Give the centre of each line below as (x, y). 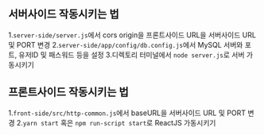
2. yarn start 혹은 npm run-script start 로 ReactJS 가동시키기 (116, 122)
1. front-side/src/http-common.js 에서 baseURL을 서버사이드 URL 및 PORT (127, 113)
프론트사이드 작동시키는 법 (68, 93)
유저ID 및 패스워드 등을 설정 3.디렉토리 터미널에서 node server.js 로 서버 (132, 55)
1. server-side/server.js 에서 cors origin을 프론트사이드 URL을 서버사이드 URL (132, 35)
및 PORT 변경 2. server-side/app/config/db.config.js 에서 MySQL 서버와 (126, 44)
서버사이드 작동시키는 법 (64, 14)
